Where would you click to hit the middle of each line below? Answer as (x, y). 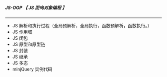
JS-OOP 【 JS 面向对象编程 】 (36, 7)
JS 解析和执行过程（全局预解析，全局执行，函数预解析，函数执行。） (82, 25)
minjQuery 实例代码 (32, 69)
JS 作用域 (22, 32)
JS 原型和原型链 (29, 44)
